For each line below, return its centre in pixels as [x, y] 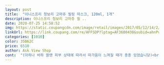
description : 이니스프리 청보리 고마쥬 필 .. [46, 19]
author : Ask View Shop [28, 50]
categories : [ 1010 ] [25, 37]
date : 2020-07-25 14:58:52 [32, 23]
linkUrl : [14, 32]
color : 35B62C [20, 42]
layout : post [18, 10]
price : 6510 [17, 46]
